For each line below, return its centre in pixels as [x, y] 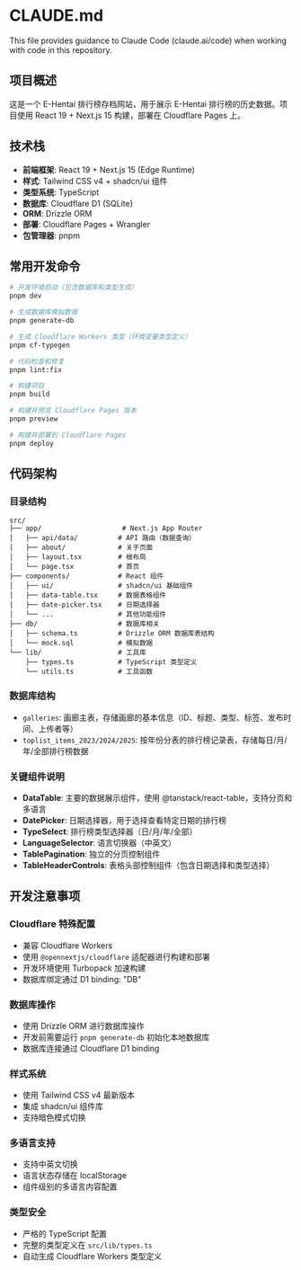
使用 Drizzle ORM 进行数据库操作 [83, 1026]
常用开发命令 [45, 266]
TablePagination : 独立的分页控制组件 [91, 854]
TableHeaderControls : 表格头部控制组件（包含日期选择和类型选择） [148, 865]
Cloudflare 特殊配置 [53, 924]
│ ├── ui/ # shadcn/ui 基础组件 [101, 586]
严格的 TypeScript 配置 [65, 1233]
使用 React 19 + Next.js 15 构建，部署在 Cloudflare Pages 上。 [131, 115]
